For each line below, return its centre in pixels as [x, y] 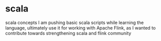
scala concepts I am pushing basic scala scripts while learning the [74, 22]
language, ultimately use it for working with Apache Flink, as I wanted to [80, 27]
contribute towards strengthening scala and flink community [68, 33]
